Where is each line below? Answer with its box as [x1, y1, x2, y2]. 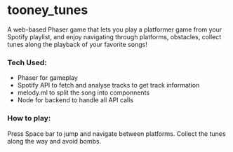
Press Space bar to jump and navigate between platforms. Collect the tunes [7, 129, 226, 138]
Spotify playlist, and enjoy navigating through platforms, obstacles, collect [7, 32, 222, 41]
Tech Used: [7, 57, 47, 67]
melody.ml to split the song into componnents [17, 88, 149, 97]
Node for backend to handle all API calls [17, 96, 133, 104]
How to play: [7, 113, 51, 123]
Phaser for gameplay [17, 74, 79, 82]
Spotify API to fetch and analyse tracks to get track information [17, 81, 200, 90]
